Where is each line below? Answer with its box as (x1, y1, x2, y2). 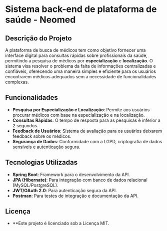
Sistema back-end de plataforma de (5, 3, 157, 15)
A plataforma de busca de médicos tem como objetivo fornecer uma (5, 47, 146, 53)
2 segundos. (12, 122, 38, 128)
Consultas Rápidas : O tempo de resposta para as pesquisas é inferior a (12, 117, 161, 123)
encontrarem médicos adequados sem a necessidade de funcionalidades (5, 74, 156, 79)
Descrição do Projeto (5, 34, 72, 42)
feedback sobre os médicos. (12, 133, 71, 139)
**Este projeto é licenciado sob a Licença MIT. (12, 221, 109, 227)
